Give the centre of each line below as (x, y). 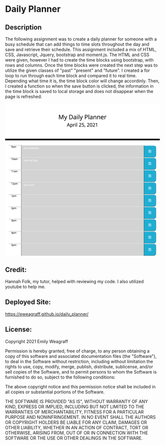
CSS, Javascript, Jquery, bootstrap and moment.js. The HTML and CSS (77, 55)
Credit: (16, 270)
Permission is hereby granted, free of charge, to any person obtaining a (77, 351)
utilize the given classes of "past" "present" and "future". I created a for (78, 70)
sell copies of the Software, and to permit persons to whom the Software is (81, 372)
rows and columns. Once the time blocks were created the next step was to (82, 65)
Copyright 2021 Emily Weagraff (37, 341)
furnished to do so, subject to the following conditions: (60, 377)
